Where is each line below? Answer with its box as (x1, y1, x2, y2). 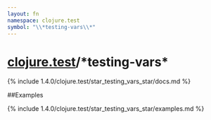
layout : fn (7, 10, 39, 18)
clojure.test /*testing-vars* (7, 54, 169, 70)
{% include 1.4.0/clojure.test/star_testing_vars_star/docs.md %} (7, 77, 191, 85)
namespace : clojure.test (7, 17, 80, 24)
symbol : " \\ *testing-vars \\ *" (7, 23, 96, 30)
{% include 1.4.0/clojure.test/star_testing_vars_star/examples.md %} (7, 104, 205, 113)
